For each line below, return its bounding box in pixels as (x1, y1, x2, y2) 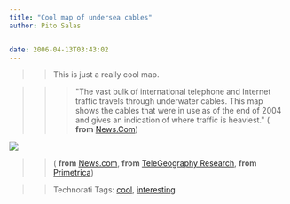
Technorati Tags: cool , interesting (52, 184, 176, 195)
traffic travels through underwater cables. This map (74, 96, 263, 106)
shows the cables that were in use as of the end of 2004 (74, 106, 282, 116)
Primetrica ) (52, 168, 95, 178)
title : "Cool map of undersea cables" (9, 12, 153, 22)
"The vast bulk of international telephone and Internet (74, 86, 271, 98)
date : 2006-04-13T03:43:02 (9, 45, 109, 54)
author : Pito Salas (9, 21, 82, 30)
